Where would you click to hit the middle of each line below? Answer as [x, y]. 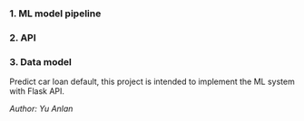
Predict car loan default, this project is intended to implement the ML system [152, 82]
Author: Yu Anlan [41, 109]
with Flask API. [37, 91]
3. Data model [41, 61]
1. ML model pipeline [55, 14]
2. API [23, 37]
